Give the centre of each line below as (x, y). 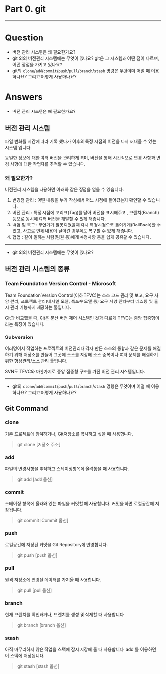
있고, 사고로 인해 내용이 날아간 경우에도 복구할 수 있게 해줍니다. (73, 231)
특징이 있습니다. (29, 324)
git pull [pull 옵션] (35, 590)
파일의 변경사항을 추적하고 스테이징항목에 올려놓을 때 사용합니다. (67, 468)
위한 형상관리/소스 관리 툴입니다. (36, 361)
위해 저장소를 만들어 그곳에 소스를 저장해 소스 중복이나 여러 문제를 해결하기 (86, 354)
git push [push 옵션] (37, 555)
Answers (24, 97)
